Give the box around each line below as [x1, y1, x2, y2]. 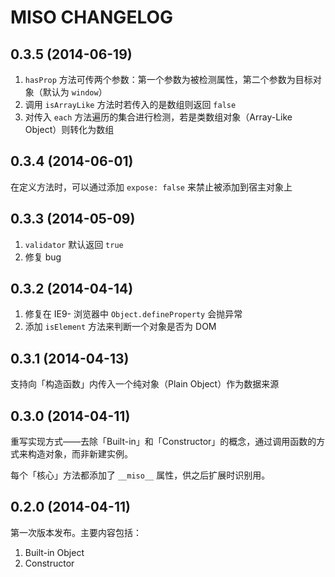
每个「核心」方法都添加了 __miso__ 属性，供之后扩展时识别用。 [10, 469, 271, 481]
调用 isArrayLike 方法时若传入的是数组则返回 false [24, 99, 237, 110]
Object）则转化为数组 [24, 124, 115, 135]
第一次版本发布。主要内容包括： [10, 526, 142, 538]
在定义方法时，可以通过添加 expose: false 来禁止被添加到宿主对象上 [10, 181, 293, 193]
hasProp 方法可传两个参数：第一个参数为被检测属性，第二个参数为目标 [24, 74, 313, 85]
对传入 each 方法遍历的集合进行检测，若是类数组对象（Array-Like [24, 111, 293, 123]
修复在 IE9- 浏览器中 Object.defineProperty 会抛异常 [24, 308, 243, 320]
